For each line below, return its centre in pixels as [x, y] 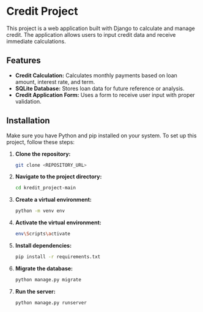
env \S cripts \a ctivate [43, 234]
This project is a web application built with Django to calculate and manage [101, 28]
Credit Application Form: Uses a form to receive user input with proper [105, 95]
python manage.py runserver [51, 302]
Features [24, 60]
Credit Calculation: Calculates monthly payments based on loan [96, 75]
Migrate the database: [44, 268]
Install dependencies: [43, 246]
